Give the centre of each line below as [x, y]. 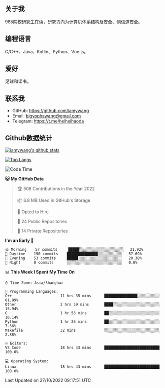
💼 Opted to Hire [33, 212]
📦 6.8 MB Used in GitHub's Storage [54, 200]
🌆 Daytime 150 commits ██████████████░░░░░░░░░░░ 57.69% [73, 254]
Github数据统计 [29, 138]
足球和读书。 [18, 81]
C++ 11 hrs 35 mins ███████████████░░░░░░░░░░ [82, 296]
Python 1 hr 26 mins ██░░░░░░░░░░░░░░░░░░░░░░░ [82, 322]
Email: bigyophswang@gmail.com [47, 116]
